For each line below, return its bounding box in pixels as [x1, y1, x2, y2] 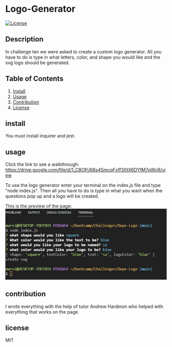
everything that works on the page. [5, 309, 79, 315]
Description [5, 35, 44, 44]
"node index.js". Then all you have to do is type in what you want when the [5, 188, 163, 194]
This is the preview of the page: [5, 203, 72, 209]
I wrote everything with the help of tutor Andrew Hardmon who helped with [5, 303, 164, 310]
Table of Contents [5, 74, 64, 83]
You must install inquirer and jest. [5, 133, 76, 139]
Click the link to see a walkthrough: [5, 161, 79, 167]
